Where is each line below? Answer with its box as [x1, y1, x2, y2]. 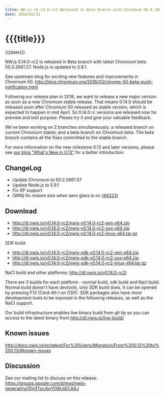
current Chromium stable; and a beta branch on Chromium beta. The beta [5, 129, 154, 136]
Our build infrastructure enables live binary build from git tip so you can [5, 310, 150, 316]
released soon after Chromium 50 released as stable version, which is [5, 104, 146, 110]
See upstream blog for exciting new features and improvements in [5, 73, 138, 79]
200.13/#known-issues [5, 347, 52, 353]
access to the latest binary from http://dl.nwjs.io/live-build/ [5, 315, 124, 321]
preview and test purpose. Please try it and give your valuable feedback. [5, 114, 152, 121]
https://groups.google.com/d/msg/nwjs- [5, 380, 87, 386]
